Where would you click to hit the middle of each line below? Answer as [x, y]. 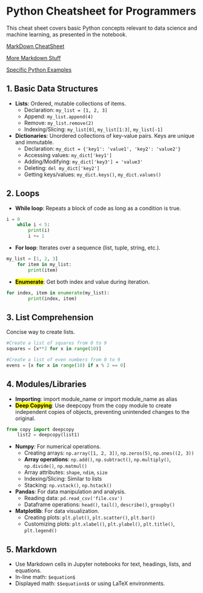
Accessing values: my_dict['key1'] [68, 155]
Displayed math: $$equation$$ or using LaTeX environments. [90, 583]
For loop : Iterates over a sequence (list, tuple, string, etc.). [88, 248]
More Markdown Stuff [34, 58]
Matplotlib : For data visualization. [57, 511]
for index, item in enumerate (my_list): [58, 293]
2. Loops [23, 193]
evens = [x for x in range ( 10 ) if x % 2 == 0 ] [66, 365]
